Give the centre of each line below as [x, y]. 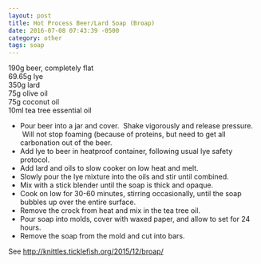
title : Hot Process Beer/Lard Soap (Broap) [82, 23]
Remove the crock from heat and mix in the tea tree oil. [110, 211]
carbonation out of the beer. [66, 143]
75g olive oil [28, 93]
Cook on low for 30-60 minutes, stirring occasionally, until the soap [130, 194]
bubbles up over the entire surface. [78, 202]
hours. [30, 227]
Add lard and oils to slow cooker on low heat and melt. [109, 168]
